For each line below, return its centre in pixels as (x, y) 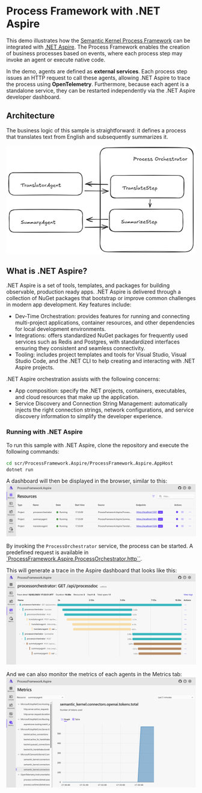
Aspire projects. (35, 368)
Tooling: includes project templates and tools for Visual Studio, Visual (101, 355)
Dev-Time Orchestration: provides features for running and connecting (102, 316)
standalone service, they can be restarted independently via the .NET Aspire (101, 90)
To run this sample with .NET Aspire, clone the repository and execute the (97, 445)
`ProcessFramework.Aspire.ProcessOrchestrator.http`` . (74, 559)
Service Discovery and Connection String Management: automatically (101, 404)
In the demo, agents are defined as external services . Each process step (97, 71)
